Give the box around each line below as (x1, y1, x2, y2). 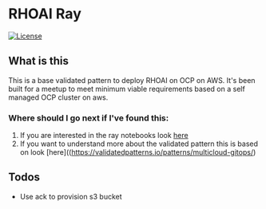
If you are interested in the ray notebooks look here (19, 131, 189, 140)
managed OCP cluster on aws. (8, 93, 109, 102)
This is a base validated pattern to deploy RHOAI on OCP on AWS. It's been (8, 75, 256, 85)
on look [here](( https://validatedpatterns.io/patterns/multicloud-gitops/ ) (19, 148, 256, 157)
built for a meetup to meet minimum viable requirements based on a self (8, 84, 245, 93)
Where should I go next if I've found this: (8, 112, 169, 124)
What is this (8, 54, 69, 68)
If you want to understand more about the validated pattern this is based (19, 139, 258, 148)
